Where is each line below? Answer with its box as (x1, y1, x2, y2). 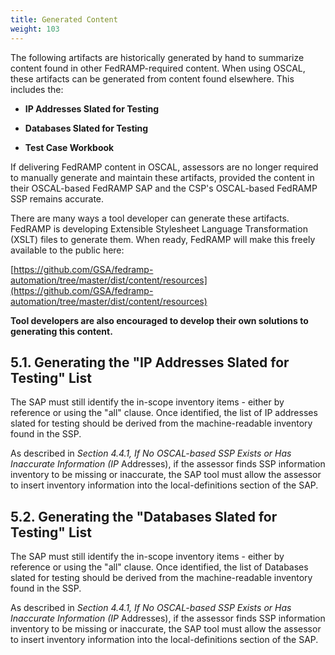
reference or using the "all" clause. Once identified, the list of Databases (10, 561, 309, 573)
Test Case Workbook (24, 141, 115, 153)
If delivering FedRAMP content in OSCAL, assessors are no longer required (10, 161, 319, 173)
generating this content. (10, 325, 113, 337)
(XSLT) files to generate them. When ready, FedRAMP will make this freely (10, 233, 316, 245)
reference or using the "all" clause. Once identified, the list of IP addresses (10, 407, 318, 419)
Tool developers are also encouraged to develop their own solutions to (10, 314, 309, 326)
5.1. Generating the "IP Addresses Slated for (10, 354, 290, 371)
